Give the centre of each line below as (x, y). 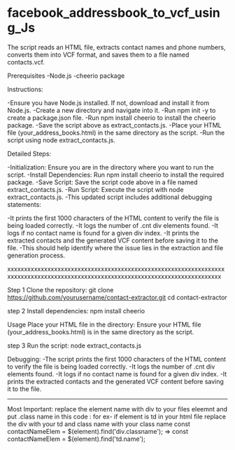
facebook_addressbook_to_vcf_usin (114, 13)
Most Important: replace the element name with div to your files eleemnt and (117, 409)
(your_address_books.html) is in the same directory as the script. (101, 332)
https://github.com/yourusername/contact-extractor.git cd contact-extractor (117, 297)
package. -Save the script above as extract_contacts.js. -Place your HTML (114, 125)
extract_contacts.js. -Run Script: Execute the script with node (95, 189)
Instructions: (25, 89)
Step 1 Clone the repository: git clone (60, 289)
